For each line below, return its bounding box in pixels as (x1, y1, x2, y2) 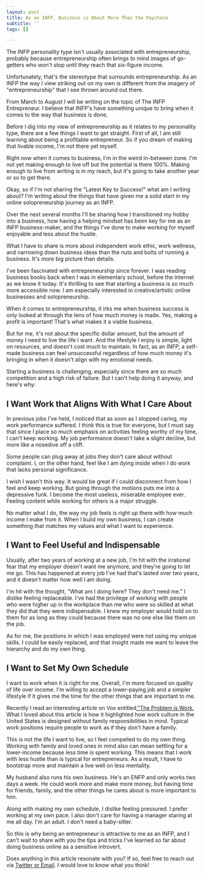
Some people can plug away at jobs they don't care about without (6, 453, 173, 460)
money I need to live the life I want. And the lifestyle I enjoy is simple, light (6, 337, 193, 344)
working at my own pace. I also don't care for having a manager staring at (6, 811, 193, 819)
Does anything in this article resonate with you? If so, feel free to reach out (6, 855, 195, 862)
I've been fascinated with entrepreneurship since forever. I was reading (6, 267, 186, 275)
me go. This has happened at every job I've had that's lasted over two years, (6, 569, 199, 576)
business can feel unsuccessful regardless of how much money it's (21, 350, 192, 357)
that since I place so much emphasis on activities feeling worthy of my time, (6, 428, 198, 435)
